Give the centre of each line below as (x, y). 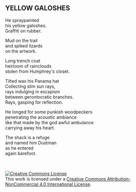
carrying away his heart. (30, 128)
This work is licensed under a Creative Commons (56, 179)
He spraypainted (22, 20)
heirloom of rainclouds (28, 66)
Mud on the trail (21, 40)
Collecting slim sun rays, (30, 86)
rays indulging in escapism (33, 91)
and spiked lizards (24, 46)
